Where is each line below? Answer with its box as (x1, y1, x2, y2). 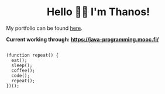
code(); (11, 72, 30, 78)
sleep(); (11, 62, 33, 68)
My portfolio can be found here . (6, 25, 83, 32)
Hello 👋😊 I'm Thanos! (46, 5, 150, 19)
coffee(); (11, 67, 35, 74)
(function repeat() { (6, 52, 59, 58)
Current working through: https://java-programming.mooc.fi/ (6, 36, 159, 43)
